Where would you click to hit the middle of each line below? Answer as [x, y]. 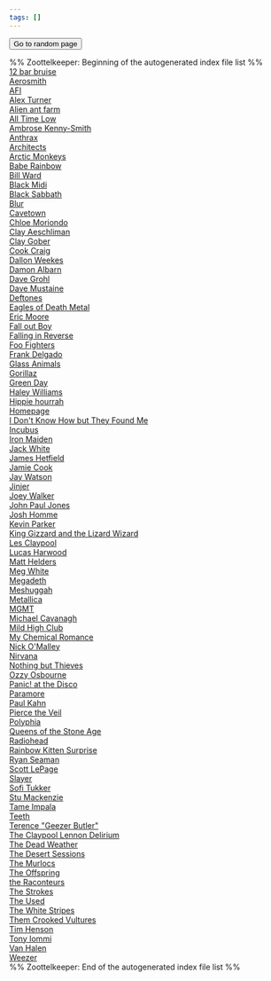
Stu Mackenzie [36, 797]
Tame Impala [33, 806]
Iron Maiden [31, 439]
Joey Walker [32, 495]
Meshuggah [31, 590]
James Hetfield [37, 458]
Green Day [29, 382]
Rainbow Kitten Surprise [53, 749]
